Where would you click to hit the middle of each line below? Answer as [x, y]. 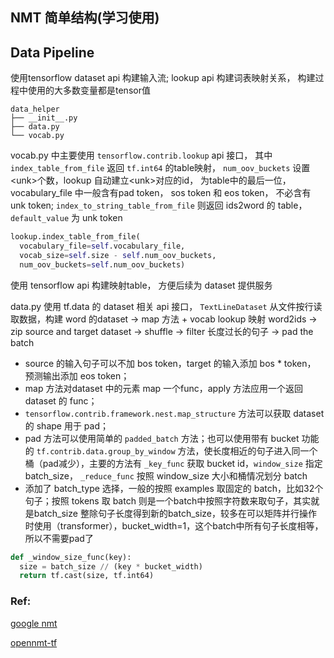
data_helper [35, 109]
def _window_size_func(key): [71, 557]
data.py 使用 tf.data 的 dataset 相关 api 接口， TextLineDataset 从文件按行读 [166, 306]
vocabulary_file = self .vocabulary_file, [102, 246]
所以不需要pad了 [59, 538]
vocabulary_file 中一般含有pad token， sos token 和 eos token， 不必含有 [161, 193]
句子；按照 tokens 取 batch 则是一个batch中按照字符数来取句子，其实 [168, 500]
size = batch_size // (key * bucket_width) [111, 566]
